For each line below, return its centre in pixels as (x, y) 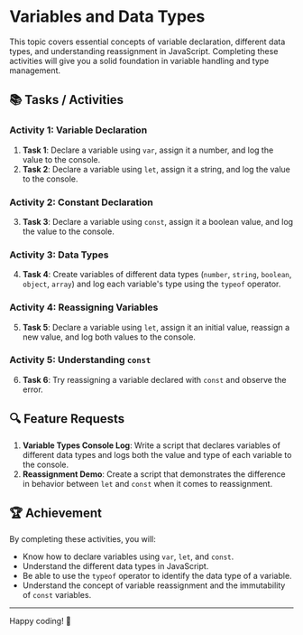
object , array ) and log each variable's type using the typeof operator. (151, 284)
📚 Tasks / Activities (67, 100)
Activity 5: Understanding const (80, 360)
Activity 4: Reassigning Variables (84, 307)
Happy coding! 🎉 (41, 621)
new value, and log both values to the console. (109, 337)
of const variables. (57, 595)
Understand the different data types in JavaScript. (115, 566)
